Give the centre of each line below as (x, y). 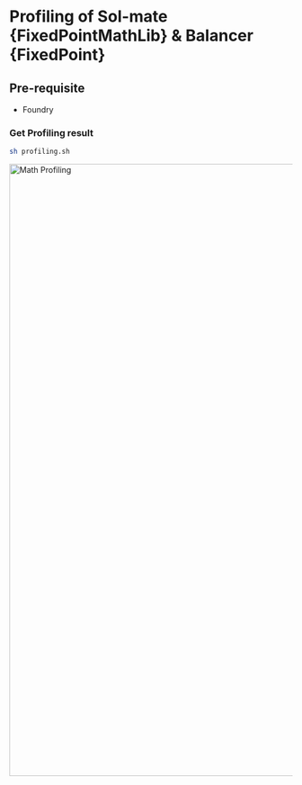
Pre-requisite (47, 88)
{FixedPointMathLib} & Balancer (132, 36)
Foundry (38, 109)
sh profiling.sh (40, 152)
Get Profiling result (52, 132)
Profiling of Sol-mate (89, 17)
